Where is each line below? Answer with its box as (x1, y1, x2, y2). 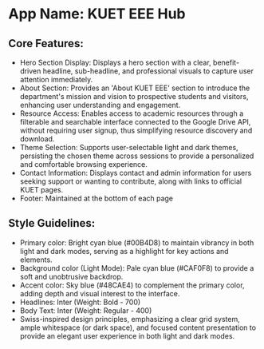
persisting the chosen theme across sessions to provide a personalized (19, 151, 254, 161)
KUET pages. (19, 185, 64, 194)
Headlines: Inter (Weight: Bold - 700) (19, 297, 141, 307)
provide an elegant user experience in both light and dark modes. (19, 331, 235, 340)
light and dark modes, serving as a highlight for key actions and (19, 246, 229, 256)
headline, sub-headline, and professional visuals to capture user (42, 66, 254, 76)
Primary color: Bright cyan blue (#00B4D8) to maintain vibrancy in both (19, 237, 254, 248)
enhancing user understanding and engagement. (19, 101, 181, 109)
